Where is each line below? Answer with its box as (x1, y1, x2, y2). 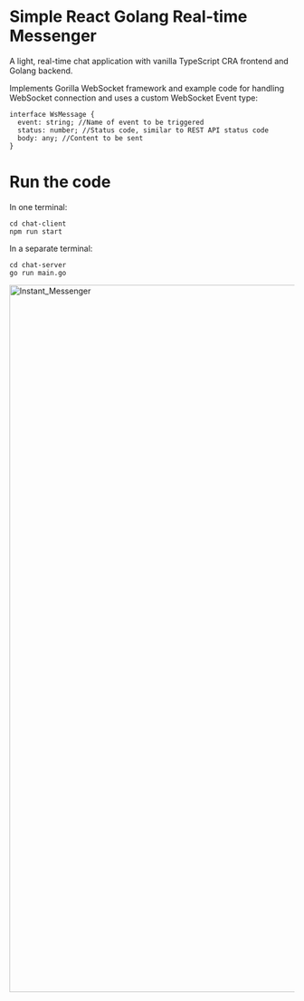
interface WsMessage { (9, 110, 95, 119)
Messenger (9, 25, 98, 46)
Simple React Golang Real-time (9, 6, 248, 27)
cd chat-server (9, 260, 67, 269)
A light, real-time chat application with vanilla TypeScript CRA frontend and (9, 55, 290, 66)
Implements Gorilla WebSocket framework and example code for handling (9, 82, 285, 93)
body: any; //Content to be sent (17, 133, 144, 142)
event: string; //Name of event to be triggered (17, 118, 204, 127)
